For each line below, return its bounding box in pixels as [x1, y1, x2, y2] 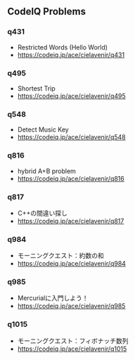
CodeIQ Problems [7, 6, 86, 18]
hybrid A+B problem [17, 166, 76, 175]
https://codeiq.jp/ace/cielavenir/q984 [17, 260, 127, 268]
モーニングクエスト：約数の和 [17, 251, 104, 260]
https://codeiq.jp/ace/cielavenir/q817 [17, 216, 124, 225]
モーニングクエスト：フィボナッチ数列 [17, 336, 129, 345]
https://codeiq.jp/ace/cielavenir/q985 [17, 302, 126, 310]
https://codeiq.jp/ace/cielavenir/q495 [17, 91, 126, 100]
